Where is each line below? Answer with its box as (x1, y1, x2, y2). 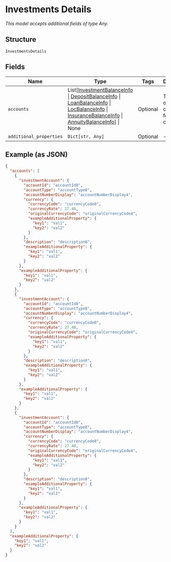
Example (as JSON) (5, 150, 68, 159)
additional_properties (8, 134, 63, 139)
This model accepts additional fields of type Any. (5, 20, 108, 27)
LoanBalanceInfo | (67, 99, 111, 106)
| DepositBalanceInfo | (67, 93, 121, 100)
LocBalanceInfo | (67, 106, 108, 113)
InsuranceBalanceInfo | (67, 112, 123, 119)
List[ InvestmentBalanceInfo (67, 86, 133, 93)
